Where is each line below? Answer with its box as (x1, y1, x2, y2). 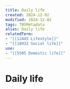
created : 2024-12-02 (5, 12, 50, 17)
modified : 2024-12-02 (5, 17, 52, 22)
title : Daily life (5, 7, 45, 13)
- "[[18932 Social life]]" (5, 41, 63, 46)
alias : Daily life (5, 27, 45, 32)
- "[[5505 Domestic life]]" (5, 50, 66, 56)
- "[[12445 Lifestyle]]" (5, 37, 59, 42)
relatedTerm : (5, 31, 33, 37)
